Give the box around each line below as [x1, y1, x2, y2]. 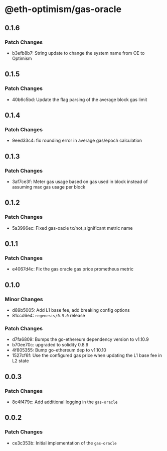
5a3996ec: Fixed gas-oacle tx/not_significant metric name [12, 225, 133, 231]
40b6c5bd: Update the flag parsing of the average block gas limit [12, 97, 147, 103]
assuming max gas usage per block [12, 184, 86, 190]
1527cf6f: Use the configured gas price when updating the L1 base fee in [12, 352, 162, 358]
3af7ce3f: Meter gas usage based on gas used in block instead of [12, 178, 148, 185]
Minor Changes [5, 296, 43, 303]
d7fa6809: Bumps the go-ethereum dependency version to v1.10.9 [12, 336, 149, 342]
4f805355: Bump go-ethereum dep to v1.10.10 [12, 347, 106, 353]
